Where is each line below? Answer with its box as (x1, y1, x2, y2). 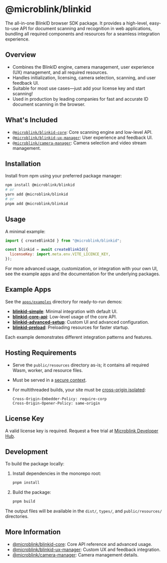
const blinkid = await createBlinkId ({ (5, 247, 88, 252)
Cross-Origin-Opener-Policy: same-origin (12, 401, 100, 406)
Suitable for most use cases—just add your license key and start (12, 85, 145, 91)
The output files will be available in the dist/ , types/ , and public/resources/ (5, 508, 162, 514)
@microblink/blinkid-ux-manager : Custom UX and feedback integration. (12, 546, 161, 552)
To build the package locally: (5, 461, 64, 467)
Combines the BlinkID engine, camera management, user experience (12, 64, 154, 70)
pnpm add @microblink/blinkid (5, 201, 68, 206)
